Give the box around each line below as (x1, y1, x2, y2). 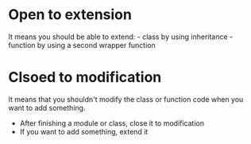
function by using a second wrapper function (8, 40, 156, 49)
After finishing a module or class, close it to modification (19, 118, 205, 128)
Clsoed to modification (8, 68, 162, 87)
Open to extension (8, 6, 133, 24)
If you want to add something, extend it (19, 126, 149, 136)
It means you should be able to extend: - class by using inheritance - (8, 32, 234, 41)
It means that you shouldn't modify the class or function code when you (8, 94, 244, 104)
